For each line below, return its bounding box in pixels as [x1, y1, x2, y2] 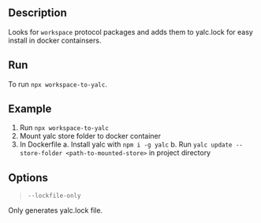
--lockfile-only [27, 192, 81, 200]
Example [8, 102, 52, 116]
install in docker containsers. [8, 35, 102, 45]
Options [8, 171, 49, 184]
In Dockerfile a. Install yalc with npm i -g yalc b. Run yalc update [19, 139, 233, 149]
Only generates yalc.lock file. [8, 206, 103, 215]
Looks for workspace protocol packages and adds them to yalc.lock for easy [8, 27, 254, 36]
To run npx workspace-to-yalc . [8, 79, 108, 89]
